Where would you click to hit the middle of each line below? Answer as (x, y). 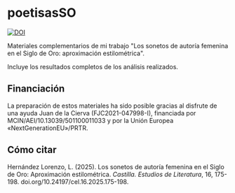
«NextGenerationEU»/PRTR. (48, 128)
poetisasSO (42, 13)
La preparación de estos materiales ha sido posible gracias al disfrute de (112, 106)
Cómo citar (32, 150)
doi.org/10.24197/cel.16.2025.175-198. (75, 181)
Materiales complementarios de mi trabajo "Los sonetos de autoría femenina (118, 45)
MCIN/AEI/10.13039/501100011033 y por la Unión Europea (90, 120)
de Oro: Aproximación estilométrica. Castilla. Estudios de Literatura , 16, (110, 174)
